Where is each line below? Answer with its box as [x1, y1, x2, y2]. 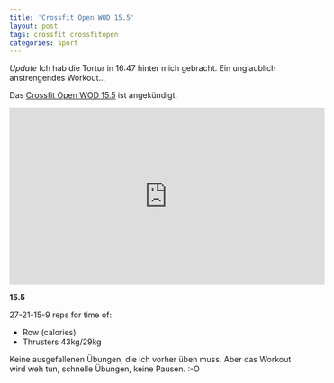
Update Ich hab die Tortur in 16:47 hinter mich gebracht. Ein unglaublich [9, 63, 276, 74]
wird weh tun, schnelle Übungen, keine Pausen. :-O [9, 363, 200, 374]
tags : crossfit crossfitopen [9, 30, 119, 39]
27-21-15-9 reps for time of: [9, 309, 113, 320]
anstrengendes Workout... [9, 73, 106, 84]
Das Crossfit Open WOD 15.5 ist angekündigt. [9, 90, 178, 101]
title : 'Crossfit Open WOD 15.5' [9, 13, 135, 22]
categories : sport [9, 38, 78, 48]
